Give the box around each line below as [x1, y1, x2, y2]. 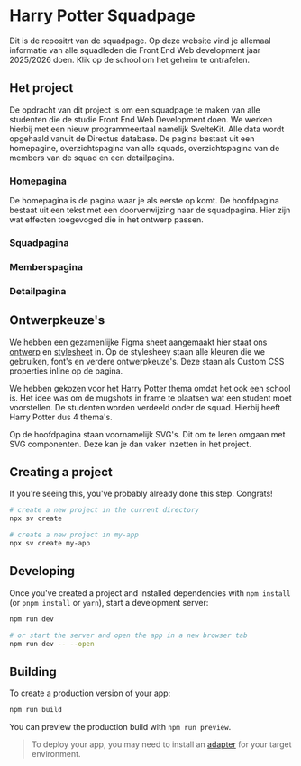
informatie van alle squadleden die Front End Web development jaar [9, 44, 261, 55]
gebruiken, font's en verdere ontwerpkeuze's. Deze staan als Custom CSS [9, 356, 285, 366]
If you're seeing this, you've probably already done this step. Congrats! [9, 488, 273, 500]
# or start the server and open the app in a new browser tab [9, 631, 248, 640]
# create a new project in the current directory [9, 506, 200, 515]
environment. [31, 749, 81, 760]
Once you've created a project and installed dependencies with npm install [9, 587, 291, 599]
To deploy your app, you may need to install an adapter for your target [31, 739, 292, 750]
